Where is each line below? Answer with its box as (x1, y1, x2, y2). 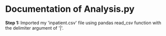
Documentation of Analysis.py (5, 3, 135, 15)
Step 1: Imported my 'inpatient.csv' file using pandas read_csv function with (5, 20, 161, 26)
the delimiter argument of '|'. (5, 25, 64, 31)
